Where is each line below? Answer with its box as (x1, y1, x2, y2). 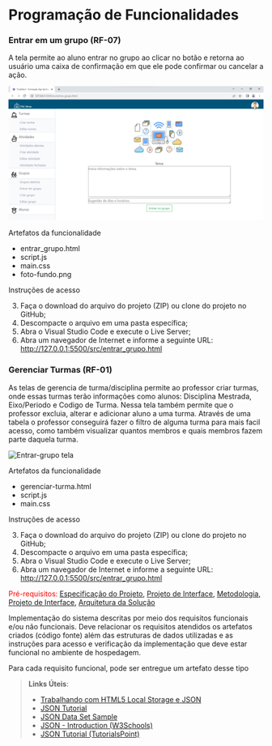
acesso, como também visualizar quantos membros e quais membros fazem (8, 425, 263, 435)
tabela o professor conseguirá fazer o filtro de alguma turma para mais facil (8, 417, 261, 427)
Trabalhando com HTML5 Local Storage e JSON (40, 694, 202, 704)
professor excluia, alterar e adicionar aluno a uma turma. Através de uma (8, 408, 251, 418)
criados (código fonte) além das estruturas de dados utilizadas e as (8, 630, 233, 640)
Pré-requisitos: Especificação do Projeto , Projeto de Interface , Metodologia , (8, 589, 261, 599)
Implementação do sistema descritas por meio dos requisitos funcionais (8, 613, 249, 623)
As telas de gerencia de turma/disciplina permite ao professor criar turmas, (8, 382, 259, 392)
